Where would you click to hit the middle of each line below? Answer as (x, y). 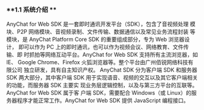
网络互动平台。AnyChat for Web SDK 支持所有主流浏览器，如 (121, 55)
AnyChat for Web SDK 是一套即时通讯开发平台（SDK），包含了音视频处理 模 (101, 24)
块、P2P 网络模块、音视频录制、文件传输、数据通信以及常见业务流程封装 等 (101, 32)
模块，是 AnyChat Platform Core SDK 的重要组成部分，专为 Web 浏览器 (95, 39)
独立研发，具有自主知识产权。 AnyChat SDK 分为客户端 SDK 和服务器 (111, 70)
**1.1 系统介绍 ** (31, 9)
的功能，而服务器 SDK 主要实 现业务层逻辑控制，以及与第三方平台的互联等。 (102, 85)
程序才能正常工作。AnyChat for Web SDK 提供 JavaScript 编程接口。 (103, 101)
